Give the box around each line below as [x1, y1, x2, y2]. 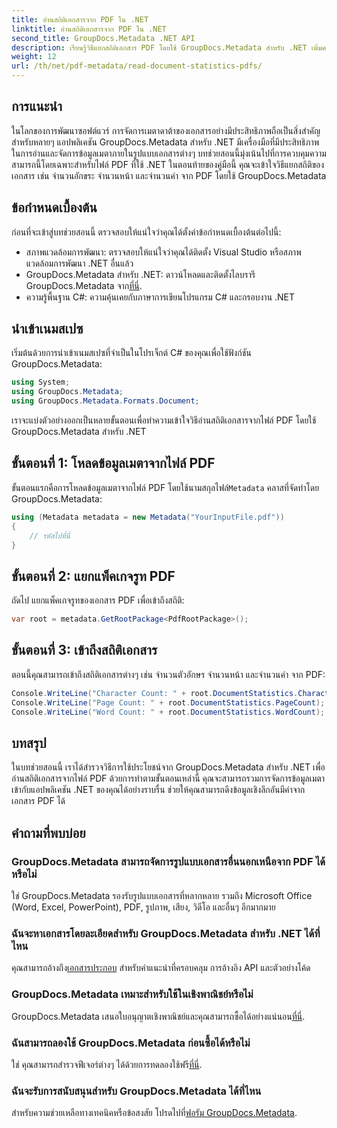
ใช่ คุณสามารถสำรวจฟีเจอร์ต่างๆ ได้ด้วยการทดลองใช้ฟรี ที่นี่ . [11, 1058, 203, 1070]
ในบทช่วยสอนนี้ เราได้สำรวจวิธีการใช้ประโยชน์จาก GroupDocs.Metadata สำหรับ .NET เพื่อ [11, 761, 326, 773]
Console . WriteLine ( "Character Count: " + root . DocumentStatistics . [11, 688, 299, 698]
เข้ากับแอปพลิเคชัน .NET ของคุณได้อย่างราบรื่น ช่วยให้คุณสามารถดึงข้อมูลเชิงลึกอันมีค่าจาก [11, 784, 306, 796]
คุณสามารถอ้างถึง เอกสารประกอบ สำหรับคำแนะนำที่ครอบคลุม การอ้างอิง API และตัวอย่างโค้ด [11, 962, 311, 974]
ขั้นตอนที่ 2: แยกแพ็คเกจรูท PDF [11, 567, 176, 585]
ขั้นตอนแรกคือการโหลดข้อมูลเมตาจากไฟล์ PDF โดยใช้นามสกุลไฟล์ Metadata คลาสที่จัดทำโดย [11, 481, 320, 493]
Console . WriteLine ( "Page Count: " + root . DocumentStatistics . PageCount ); [11, 697, 326, 708]
